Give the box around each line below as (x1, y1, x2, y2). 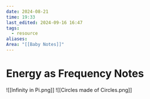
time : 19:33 (6, 14, 35, 20)
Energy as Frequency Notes (6, 67, 144, 80)
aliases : (6, 36, 28, 42)
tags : (6, 25, 19, 31)
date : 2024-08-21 (6, 8, 49, 15)
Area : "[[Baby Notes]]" (6, 42, 65, 48)
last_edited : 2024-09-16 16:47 (6, 19, 83, 25)
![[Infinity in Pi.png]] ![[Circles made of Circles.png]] (6, 86, 132, 93)
